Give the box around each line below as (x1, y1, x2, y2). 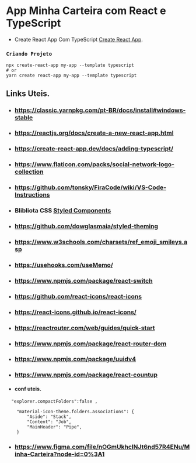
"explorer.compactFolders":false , (11, 398, 98, 404)
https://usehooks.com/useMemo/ (14, 260, 114, 269)
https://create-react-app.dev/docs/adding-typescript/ (14, 145, 174, 153)
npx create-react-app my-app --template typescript (6, 63, 134, 68)
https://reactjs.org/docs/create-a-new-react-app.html (14, 129, 174, 137)
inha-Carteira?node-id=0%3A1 (14, 450, 105, 458)
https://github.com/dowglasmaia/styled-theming (14, 222, 159, 231)
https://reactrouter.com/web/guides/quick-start (14, 324, 155, 332)
